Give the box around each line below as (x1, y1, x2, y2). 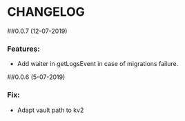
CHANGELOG (7, 4, 85, 20)
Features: (7, 44, 40, 54)
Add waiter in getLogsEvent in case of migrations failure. (17, 60, 179, 68)
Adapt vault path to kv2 (17, 106, 84, 114)
